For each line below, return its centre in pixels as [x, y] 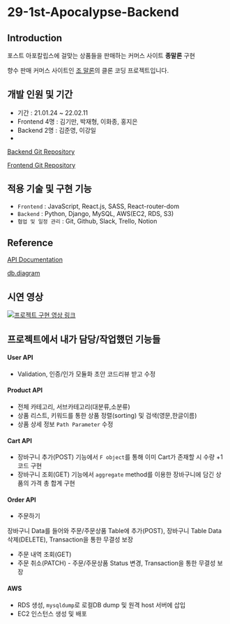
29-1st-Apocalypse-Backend [93, 12]
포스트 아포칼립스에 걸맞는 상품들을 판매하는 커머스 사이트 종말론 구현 [101, 56]
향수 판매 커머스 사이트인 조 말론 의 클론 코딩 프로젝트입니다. [88, 70]
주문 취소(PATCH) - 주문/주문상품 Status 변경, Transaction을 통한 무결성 [116, 563]
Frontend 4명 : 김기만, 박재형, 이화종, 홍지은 [77, 121]
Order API [22, 500]
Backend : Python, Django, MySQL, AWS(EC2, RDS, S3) [95, 213]
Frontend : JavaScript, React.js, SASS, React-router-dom [98, 206]
